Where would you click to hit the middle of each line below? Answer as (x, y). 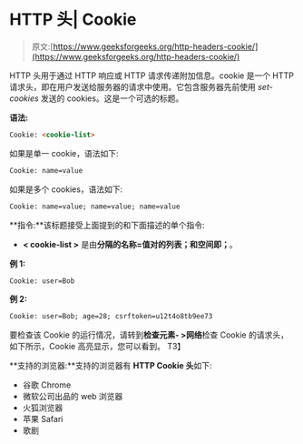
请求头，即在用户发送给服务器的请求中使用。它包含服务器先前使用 (132, 86)
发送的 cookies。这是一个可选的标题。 (112, 98)
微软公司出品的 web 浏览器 (73, 397)
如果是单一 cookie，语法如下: (64, 153)
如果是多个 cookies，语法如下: (66, 189)
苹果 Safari (43, 419)
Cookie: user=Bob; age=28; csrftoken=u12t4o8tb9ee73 (111, 317)
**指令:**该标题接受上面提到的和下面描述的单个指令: (108, 225)
